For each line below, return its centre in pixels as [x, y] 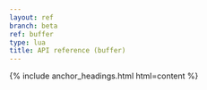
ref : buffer [31, 34]
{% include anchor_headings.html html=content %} [104, 76]
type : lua [28, 42]
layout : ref [31, 17]
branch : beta [34, 26]
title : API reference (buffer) [68, 51]
